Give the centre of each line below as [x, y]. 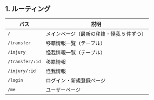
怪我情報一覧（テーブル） [76, 52]
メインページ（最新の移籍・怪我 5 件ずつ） [96, 34]
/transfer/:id [24, 61]
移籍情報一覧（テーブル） [76, 43]
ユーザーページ [63, 90]
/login [15, 80]
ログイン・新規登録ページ [76, 80]
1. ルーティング [28, 9]
